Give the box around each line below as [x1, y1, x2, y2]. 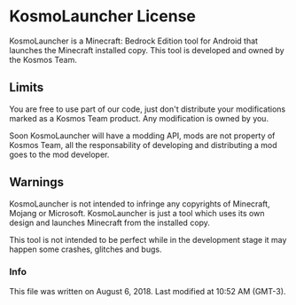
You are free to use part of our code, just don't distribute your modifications [9, 104, 286, 114]
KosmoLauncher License [9, 6, 197, 27]
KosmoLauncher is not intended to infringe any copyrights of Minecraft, [9, 198, 270, 209]
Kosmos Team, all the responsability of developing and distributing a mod [9, 139, 277, 150]
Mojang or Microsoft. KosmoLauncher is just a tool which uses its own [9, 207, 265, 218]
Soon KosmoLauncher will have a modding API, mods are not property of [9, 130, 276, 141]
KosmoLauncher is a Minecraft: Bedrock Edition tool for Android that [9, 35, 259, 46]
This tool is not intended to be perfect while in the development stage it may [9, 234, 287, 245]
